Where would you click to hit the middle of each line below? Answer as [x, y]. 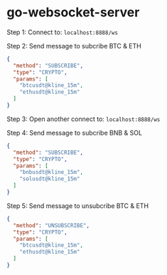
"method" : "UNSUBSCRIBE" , [52, 225]
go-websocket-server [73, 12]
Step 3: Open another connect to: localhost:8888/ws [83, 119]
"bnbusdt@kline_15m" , [51, 172]
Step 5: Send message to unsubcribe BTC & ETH [78, 206]
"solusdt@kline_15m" [50, 179]
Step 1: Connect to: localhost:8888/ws [63, 32]
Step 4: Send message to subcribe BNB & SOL [75, 133]
